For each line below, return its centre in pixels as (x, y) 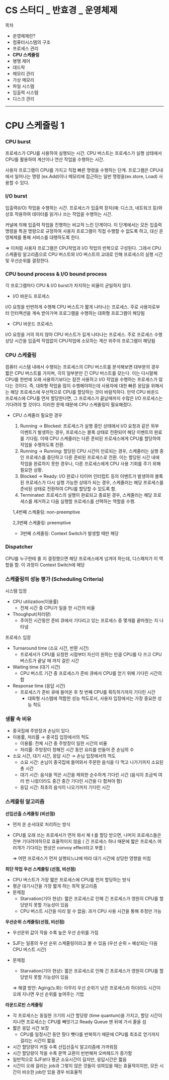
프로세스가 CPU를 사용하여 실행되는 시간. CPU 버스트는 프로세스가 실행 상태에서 (83, 153)
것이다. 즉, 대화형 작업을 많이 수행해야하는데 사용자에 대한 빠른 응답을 (82, 386)
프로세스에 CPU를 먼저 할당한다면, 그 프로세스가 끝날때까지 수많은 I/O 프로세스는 (84, 398)
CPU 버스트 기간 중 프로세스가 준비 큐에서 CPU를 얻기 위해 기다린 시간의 (91, 673)
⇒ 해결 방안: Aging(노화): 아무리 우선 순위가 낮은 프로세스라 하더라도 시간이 (87, 987)
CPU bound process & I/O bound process (56, 274)
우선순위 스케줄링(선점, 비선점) (35, 922)
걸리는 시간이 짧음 (37, 1040)
